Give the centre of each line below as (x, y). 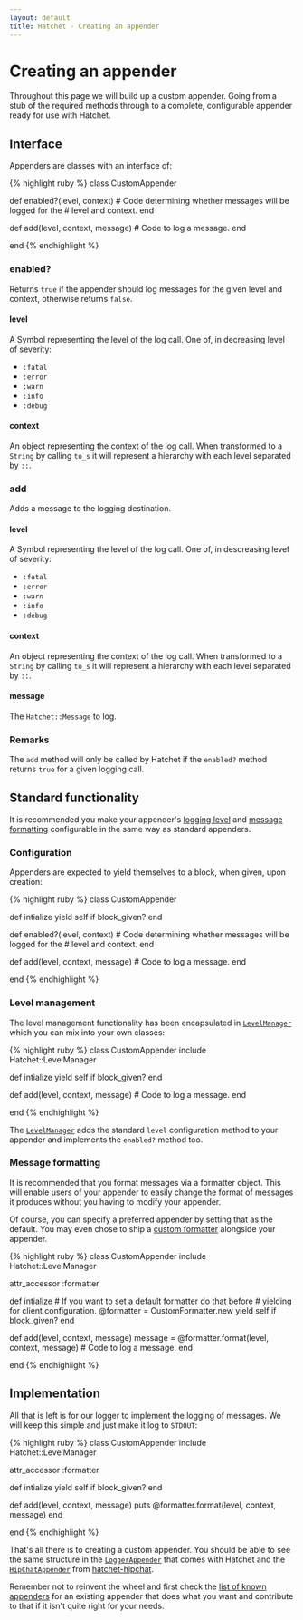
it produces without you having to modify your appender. (115, 1201)
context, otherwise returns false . (71, 298)
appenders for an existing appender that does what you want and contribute (151, 1596)
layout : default (40, 18)
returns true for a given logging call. (77, 769)
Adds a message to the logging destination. (90, 509)
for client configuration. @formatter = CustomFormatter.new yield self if (143, 1310)
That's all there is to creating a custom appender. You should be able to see (150, 1549)
